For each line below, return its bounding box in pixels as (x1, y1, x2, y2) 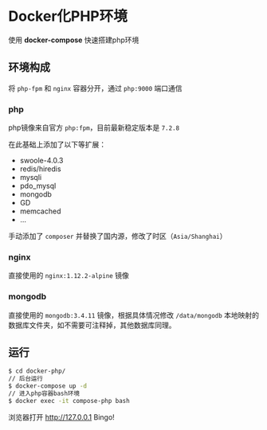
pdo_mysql (19, 181, 57, 191)
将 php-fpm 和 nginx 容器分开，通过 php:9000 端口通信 (8, 83, 183, 92)
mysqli (19, 173, 42, 182)
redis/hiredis (19, 164, 61, 174)
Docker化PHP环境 (8, 7, 128, 25)
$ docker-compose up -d (8, 382, 88, 390)
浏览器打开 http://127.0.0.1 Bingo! (8, 412, 116, 422)
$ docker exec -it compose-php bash (8, 397, 130, 405)
